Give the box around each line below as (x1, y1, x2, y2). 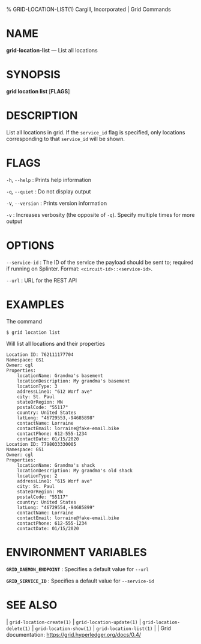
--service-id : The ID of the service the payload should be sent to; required (6, 258, 194, 266)
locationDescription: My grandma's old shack (17, 467, 133, 474)
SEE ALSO (6, 598, 58, 611)
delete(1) (6, 625, 31, 632)
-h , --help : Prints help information (6, 176, 92, 183)
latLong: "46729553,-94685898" (17, 414, 95, 421)
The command (6, 317, 43, 325)
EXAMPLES (6, 298, 64, 311)
